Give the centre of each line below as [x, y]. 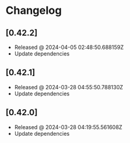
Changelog [34, 11]
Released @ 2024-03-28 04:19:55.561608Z [68, 127]
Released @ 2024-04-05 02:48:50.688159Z [69, 47]
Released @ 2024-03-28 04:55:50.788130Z [69, 87]
